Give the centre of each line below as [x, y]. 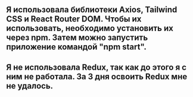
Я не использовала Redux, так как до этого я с [96, 67]
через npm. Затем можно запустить [77, 38]
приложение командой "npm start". [77, 47]
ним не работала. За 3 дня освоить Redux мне [97, 76]
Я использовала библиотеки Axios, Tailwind [92, 10]
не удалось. [30, 86]
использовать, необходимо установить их [90, 28]
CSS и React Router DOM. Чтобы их [74, 19]
